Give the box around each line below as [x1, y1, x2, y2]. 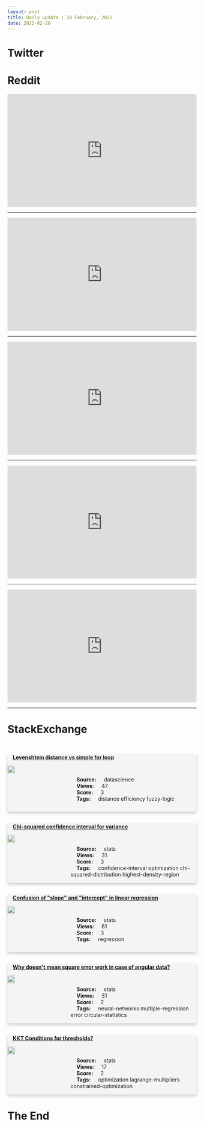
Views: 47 [76, 783, 108, 790]
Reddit [7, 74, 41, 87]
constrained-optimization [70, 1083, 133, 1090]
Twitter [7, 46, 44, 60]
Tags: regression [76, 936, 125, 943]
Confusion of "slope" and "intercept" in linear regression [13, 894, 158, 901]
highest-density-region [122, 871, 179, 878]
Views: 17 [76, 1063, 107, 1071]
